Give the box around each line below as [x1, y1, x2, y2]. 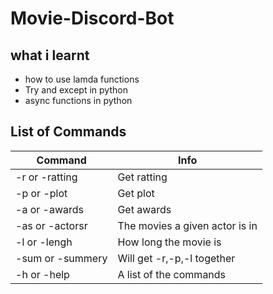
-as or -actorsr [15, 218, 88, 232]
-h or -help [15, 267, 70, 281]
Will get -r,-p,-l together [117, 251, 236, 265]
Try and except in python [24, 84, 128, 96]
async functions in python [24, 95, 133, 106]
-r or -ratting [15, 170, 78, 184]
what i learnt [10, 47, 90, 64]
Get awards [117, 202, 172, 216]
